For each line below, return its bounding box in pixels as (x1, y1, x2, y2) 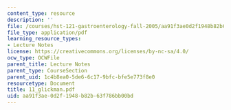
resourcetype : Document (7, 80, 76, 87)
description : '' (7, 16, 54, 23)
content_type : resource (7, 10, 76, 17)
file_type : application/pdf (7, 29, 88, 36)
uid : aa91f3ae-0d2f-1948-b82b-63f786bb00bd (7, 93, 134, 100)
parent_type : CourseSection (7, 67, 88, 74)
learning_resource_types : (7, 36, 81, 42)
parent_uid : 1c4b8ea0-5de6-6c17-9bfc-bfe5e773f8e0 (7, 73, 155, 81)
